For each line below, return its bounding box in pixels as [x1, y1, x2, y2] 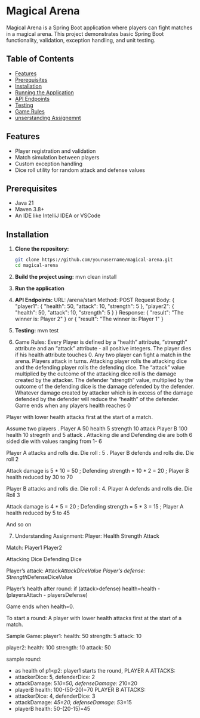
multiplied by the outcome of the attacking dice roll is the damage [14, 370, 177, 377]
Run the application [14, 285, 64, 292]
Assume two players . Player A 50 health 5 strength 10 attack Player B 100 [6, 425, 188, 432]
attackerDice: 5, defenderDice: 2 [14, 673, 96, 680]
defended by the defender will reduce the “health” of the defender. [14, 395, 180, 402]
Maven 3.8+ [14, 206, 45, 213]
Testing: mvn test [14, 326, 59, 334]
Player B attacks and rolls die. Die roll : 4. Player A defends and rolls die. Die [6, 485, 193, 492]
